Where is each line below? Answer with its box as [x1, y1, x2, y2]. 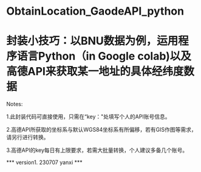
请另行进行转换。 [6, 134, 49, 141]
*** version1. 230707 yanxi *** [6, 159, 83, 166]
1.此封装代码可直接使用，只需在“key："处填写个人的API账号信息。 [6, 113, 171, 120]
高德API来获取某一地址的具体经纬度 [6, 65, 184, 79]
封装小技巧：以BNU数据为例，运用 [6, 34, 179, 48]
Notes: [6, 101, 23, 108]
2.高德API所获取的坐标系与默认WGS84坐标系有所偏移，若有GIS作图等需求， [6, 126, 197, 134]
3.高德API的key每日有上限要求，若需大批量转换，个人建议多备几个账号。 [6, 146, 188, 154]
